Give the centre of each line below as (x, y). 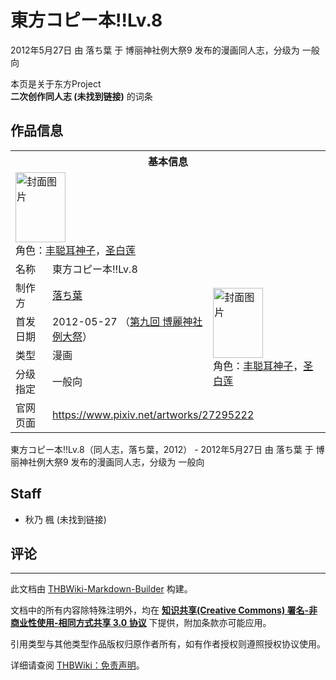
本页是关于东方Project (56, 83)
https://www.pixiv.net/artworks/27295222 (153, 414)
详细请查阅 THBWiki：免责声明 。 (77, 665)
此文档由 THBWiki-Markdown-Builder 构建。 (101, 589)
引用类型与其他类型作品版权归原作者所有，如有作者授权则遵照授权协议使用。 (168, 644)
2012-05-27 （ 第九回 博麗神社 (127, 321)
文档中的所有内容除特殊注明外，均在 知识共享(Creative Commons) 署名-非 (164, 610)
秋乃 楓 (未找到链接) (65, 519)
